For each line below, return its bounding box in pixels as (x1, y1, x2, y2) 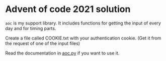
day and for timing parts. (5, 25, 56, 31)
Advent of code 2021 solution (5, 3, 131, 15)
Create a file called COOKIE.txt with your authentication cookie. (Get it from (5, 35, 161, 41)
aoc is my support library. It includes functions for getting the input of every (5, 20, 161, 26)
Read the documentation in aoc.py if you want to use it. (5, 50, 120, 56)
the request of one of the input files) (5, 40, 80, 46)
